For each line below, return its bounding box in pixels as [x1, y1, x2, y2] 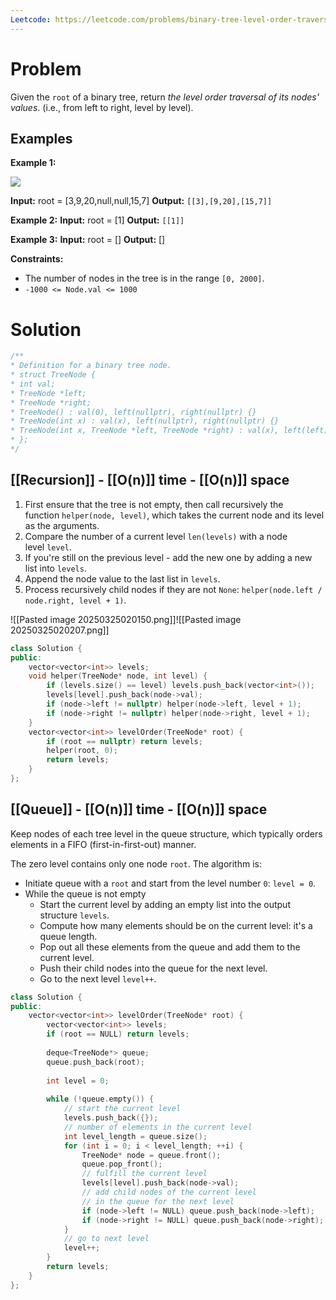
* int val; [10, 379, 56, 389]
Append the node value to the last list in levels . [24, 572, 221, 585]
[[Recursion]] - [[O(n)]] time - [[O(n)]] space [10, 472, 290, 489]
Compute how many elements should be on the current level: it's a [39, 919, 313, 931]
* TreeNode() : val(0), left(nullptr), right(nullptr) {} [10, 407, 257, 417]
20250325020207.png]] [10, 624, 110, 636]
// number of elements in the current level [63, 1122, 253, 1132]
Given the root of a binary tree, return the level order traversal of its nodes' [10, 91, 320, 103]
